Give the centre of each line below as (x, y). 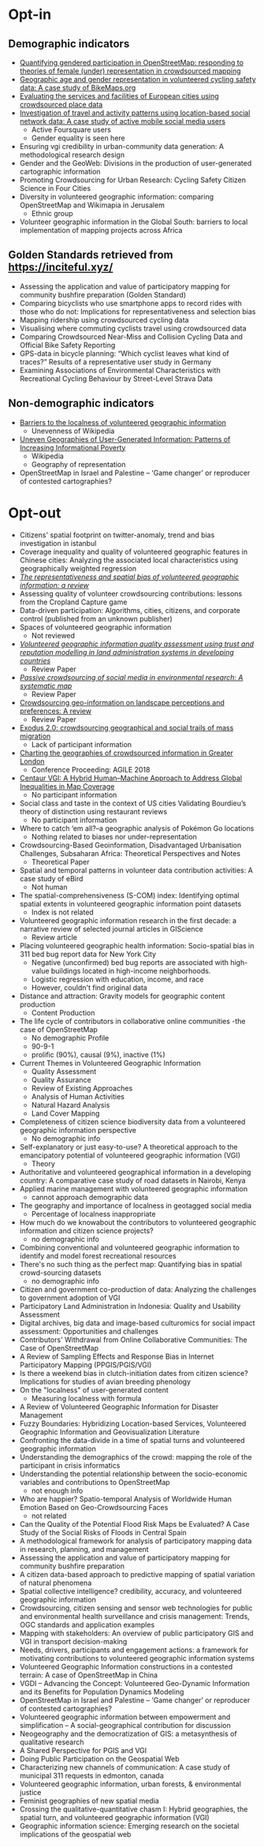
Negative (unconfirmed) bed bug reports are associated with (130, 962)
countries (35, 660)
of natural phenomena (56, 1583)
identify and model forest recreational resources (98, 1255)
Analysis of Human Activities (78, 1096)
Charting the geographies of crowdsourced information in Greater (126, 753)
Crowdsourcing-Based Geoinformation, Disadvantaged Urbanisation (130, 845)
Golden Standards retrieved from (91, 255)
